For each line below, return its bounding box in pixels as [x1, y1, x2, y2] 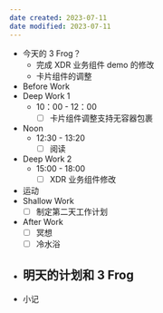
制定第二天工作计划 [35, 206, 109, 217]
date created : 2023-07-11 [9, 13, 107, 23]
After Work [22, 216, 63, 227]
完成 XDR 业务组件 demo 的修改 [35, 59, 155, 70]
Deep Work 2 [22, 153, 72, 164]
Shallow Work [22, 195, 74, 206]
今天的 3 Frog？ [22, 47, 81, 59]
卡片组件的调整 [35, 70, 92, 82]
